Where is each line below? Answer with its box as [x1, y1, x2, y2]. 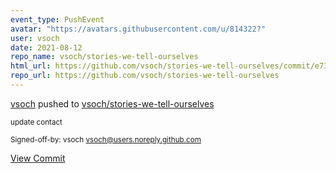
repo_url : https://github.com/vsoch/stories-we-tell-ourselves [10, 71, 280, 81]
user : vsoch [10, 33, 60, 43]
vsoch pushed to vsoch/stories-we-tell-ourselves [10, 97, 215, 110]
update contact [10, 117, 63, 127]
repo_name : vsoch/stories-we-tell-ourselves [10, 52, 199, 62]
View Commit [10, 152, 66, 164]
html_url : [10, 61, 52, 71]
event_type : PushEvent [10, 14, 105, 25]
